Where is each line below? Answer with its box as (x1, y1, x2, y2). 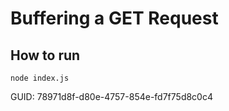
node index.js (10, 73, 70, 83)
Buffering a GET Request (10, 7, 219, 30)
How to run (10, 47, 81, 64)
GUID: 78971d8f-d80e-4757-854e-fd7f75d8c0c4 (10, 91, 213, 102)
